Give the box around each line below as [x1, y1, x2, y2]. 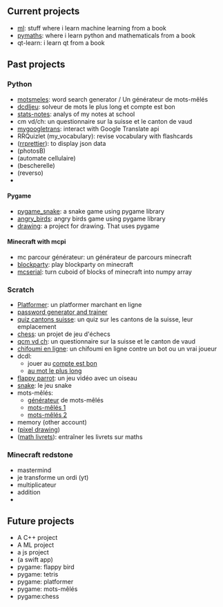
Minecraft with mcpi [7, 238, 66, 246]
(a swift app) [17, 556, 54, 564]
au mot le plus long [27, 366, 82, 375]
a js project [17, 548, 50, 557]
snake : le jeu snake [17, 382, 72, 390]
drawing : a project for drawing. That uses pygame [17, 221, 160, 230]
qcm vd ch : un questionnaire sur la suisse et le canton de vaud [17, 337, 195, 346]
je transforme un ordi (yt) [17, 473, 89, 481]
